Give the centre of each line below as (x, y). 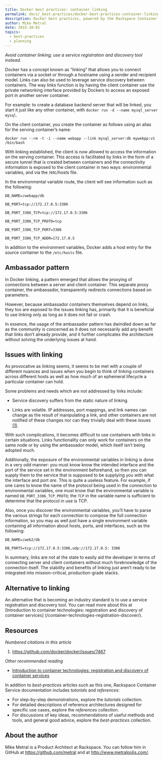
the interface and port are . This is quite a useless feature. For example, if (78, 480)
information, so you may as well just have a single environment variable (76, 521)
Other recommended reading (34, 661)
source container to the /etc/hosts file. (44, 252)
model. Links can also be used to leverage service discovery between (75, 80)
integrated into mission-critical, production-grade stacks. (62, 573)
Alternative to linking (37, 588)
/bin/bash (15, 143)
